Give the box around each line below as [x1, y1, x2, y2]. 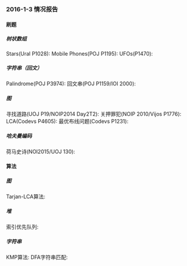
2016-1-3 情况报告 [6, 5, 59, 13]
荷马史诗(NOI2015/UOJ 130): [6, 148, 75, 156]
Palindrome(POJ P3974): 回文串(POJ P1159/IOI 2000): [6, 80, 136, 87]
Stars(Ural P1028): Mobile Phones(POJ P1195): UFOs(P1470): [6, 50, 154, 57]
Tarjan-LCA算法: [6, 193, 46, 200]
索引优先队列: [6, 223, 39, 230]
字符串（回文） [6, 64, 42, 71]
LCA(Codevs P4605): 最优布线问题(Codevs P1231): [6, 118, 129, 125]
